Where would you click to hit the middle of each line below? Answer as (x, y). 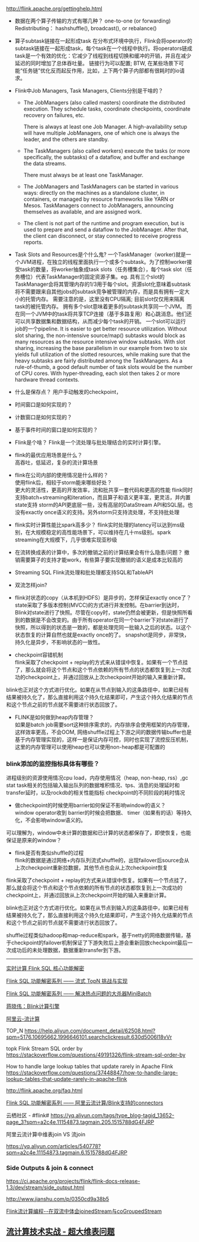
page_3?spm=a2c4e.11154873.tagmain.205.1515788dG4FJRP (80, 1122)
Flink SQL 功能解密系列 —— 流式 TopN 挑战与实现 (67, 981)
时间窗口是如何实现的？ (43, 404)
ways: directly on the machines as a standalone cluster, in (94, 193)
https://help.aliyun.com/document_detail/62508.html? (90, 1031)
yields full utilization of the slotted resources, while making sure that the (102, 354)
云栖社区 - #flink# (28, 1115)
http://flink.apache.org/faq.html (44, 1090)
